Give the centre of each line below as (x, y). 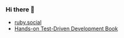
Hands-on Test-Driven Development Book (66, 28)
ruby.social (28, 23)
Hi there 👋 (20, 9)
